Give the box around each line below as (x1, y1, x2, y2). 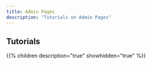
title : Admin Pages (6, 8, 55, 15)
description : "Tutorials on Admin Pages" (6, 14, 112, 20)
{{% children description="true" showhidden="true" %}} (6, 52, 146, 60)
